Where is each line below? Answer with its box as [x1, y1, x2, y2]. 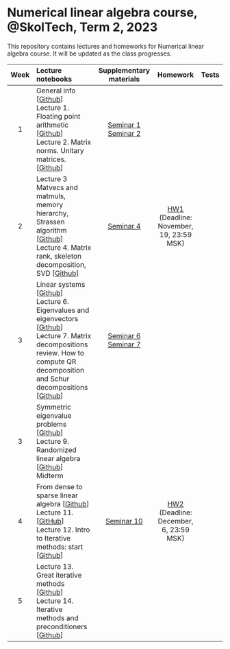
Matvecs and [36, 182, 79, 192]
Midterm [36, 471, 64, 480]
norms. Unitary [36, 145, 84, 155]
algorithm [36, 225, 67, 235]
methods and [36, 613, 79, 622]
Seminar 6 [107, 331, 141, 340]
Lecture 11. [36, 508, 74, 517]
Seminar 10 [105, 516, 143, 526]
